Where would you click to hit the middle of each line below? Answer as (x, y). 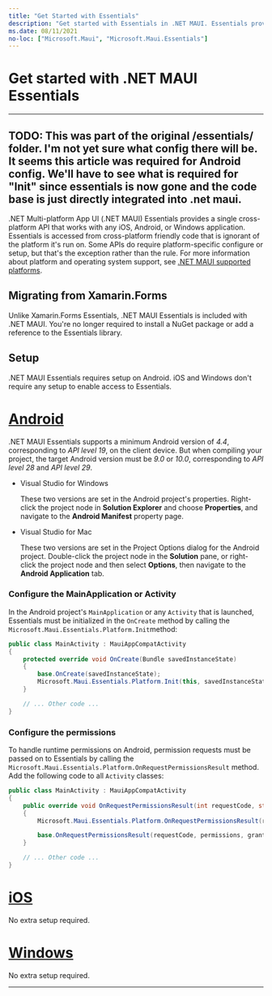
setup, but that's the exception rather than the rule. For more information (130, 253)
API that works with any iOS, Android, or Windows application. (141, 227)
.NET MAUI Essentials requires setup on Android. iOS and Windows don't (130, 377)
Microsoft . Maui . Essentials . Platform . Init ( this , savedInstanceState (153, 682)
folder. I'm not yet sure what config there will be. (133, 148)
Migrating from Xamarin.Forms (88, 296)
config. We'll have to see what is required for (123, 174)
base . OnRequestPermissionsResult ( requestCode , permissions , (141, 835)
